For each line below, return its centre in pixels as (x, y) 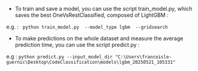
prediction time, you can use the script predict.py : (77, 45)
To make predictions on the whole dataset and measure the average (99, 38)
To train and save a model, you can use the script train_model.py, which (103, 9)
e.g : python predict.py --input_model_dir (59, 56)
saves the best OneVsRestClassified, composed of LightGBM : (92, 15)
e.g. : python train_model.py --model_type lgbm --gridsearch (87, 27)
